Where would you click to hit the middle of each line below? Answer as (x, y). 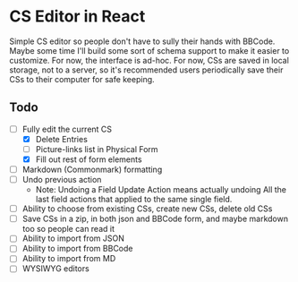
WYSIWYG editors (55, 269)
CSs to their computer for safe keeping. (82, 79)
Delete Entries (61, 139)
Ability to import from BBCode (77, 249)
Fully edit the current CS (67, 129)
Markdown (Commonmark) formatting (92, 169)
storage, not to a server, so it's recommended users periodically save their (146, 70)
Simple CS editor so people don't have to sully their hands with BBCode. (142, 41)
